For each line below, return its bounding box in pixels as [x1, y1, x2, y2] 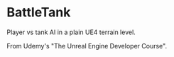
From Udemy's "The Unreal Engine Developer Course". [6, 41, 168, 50]
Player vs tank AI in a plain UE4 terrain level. [6, 28, 136, 36]
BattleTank [6, 4, 71, 21]
